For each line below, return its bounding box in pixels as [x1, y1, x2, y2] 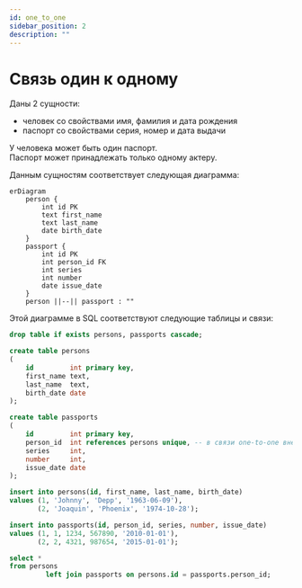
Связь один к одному [9, 68, 179, 89]
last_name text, [25, 379, 91, 389]
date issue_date [41, 281, 102, 290]
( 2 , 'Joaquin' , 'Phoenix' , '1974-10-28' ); [37, 504, 200, 513]
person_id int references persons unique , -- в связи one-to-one [25, 438, 280, 447]
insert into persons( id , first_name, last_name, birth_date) [9, 487, 244, 497]
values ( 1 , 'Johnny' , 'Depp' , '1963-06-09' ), [9, 496, 182, 505]
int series [41, 266, 83, 275]
